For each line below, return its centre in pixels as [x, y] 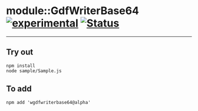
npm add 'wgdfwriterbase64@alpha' [49, 102]
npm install [21, 66]
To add [19, 89]
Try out [20, 52]
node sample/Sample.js [34, 71]
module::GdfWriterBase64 [73, 11]
